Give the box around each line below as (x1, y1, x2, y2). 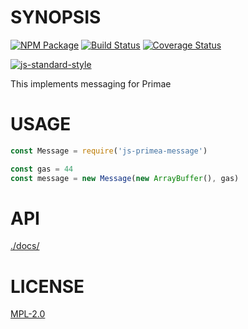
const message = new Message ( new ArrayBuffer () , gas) (10, 173, 240, 183)
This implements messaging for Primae (10, 77, 172, 90)
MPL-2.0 (10, 308, 46, 320)
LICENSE (10, 275, 85, 298)
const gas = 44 (10, 164, 74, 174)
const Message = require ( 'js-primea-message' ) (10, 146, 208, 156)
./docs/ (10, 240, 40, 252)
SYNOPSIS (10, 6, 102, 29)
